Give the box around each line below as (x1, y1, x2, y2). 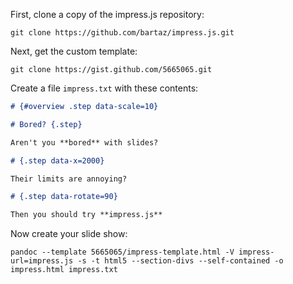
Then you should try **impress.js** (10, 210, 163, 220)
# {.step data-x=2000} (10, 155, 105, 166)
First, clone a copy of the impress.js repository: (10, 9, 205, 20)
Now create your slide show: (10, 228, 128, 240)
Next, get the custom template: (10, 45, 138, 57)
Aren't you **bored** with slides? (10, 137, 159, 148)
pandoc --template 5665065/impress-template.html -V (10, 247, 235, 258)
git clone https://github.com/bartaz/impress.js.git (10, 28, 235, 38)
